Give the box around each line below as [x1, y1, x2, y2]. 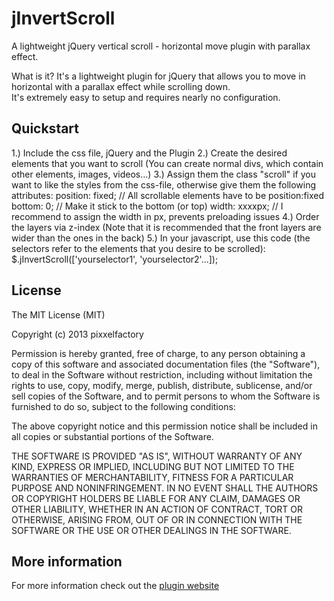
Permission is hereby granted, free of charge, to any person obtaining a [11, 347, 306, 359]
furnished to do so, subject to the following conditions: [11, 400, 236, 412]
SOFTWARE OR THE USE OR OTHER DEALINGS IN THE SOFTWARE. [11, 524, 292, 536]
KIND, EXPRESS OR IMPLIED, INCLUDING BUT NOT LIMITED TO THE [11, 460, 295, 472]
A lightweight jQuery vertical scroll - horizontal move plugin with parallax [11, 40, 311, 52]
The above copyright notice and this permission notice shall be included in [11, 420, 318, 432]
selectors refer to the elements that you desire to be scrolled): [11, 242, 266, 254]
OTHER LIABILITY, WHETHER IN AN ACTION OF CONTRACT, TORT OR [11, 503, 303, 515]
